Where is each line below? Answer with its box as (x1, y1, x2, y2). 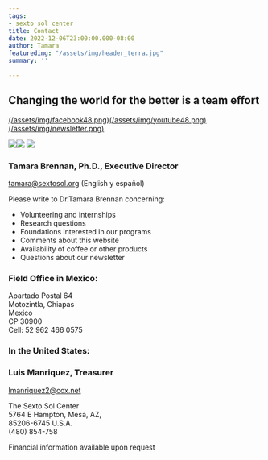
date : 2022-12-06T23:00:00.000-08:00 (8, 34, 135, 43)
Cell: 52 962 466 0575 (8, 325, 83, 335)
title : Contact (8, 27, 60, 35)
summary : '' (8, 57, 48, 65)
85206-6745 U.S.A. (8, 418, 73, 428)
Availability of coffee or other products (19, 243, 148, 254)
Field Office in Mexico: (8, 272, 98, 284)
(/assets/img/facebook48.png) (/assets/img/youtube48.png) (8, 114, 207, 125)
